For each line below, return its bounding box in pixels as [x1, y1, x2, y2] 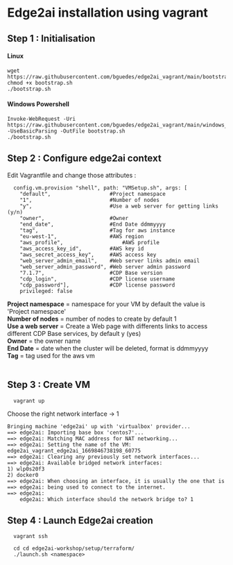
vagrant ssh [13, 533, 49, 540]
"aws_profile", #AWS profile [19, 239, 159, 246]
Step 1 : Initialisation [7, 33, 96, 44]
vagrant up [13, 397, 45, 404]
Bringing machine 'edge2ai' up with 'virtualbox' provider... [7, 423, 191, 430]
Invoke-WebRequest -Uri [7, 115, 76, 122]
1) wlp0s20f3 [7, 465, 45, 473]
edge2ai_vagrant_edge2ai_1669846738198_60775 [7, 447, 141, 454]
